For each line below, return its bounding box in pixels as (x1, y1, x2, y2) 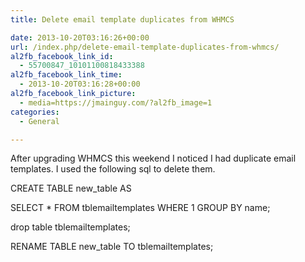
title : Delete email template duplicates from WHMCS (10, 14, 235, 25)
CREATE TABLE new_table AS (10, 182, 132, 195)
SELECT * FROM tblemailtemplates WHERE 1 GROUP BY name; (10, 202, 271, 214)
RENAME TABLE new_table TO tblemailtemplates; (10, 241, 214, 253)
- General (19, 116, 60, 126)
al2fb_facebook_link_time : (10, 70, 123, 80)
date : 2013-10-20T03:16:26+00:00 (10, 32, 150, 43)
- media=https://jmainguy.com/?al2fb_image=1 (19, 97, 213, 108)
